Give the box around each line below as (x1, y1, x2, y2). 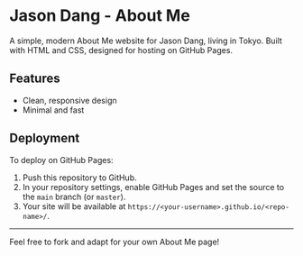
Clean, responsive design (22, 95, 117, 105)
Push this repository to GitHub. (22, 172, 137, 183)
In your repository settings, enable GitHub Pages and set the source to (22, 181, 285, 192)
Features (9, 71, 60, 87)
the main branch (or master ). (22, 191, 126, 202)
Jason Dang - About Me (9, 5, 191, 26)
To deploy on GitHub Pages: (9, 154, 115, 165)
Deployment (9, 131, 80, 146)
